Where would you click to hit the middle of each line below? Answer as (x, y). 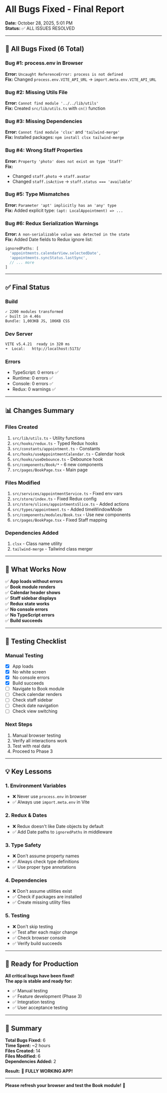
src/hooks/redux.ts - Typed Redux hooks (55, 443)
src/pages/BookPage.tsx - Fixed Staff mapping (60, 520)
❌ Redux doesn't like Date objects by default (58, 826)
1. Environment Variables (36, 786)
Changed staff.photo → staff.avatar (51, 176)
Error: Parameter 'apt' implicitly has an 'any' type (61, 205)
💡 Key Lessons (29, 771)
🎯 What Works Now (36, 569)
